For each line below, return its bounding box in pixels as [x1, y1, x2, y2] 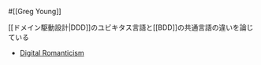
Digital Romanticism [19, 49, 84, 57]
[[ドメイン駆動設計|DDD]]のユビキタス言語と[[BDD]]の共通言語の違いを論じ [8, 23, 254, 32]
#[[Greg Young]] [8, 7, 62, 16]
